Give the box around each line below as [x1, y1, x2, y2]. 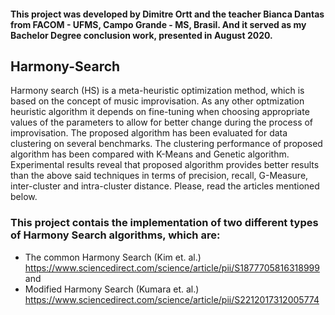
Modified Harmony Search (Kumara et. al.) [24, 283, 200, 295]
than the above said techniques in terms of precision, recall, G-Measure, [10, 170, 309, 182]
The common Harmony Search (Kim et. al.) [24, 251, 202, 263]
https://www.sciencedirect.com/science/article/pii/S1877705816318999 [24, 261, 320, 274]
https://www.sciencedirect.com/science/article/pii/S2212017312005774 [24, 293, 320, 305]
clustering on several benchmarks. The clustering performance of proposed [10, 138, 323, 150]
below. [10, 191, 38, 203]
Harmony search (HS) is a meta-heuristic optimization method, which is [10, 85, 305, 97]
